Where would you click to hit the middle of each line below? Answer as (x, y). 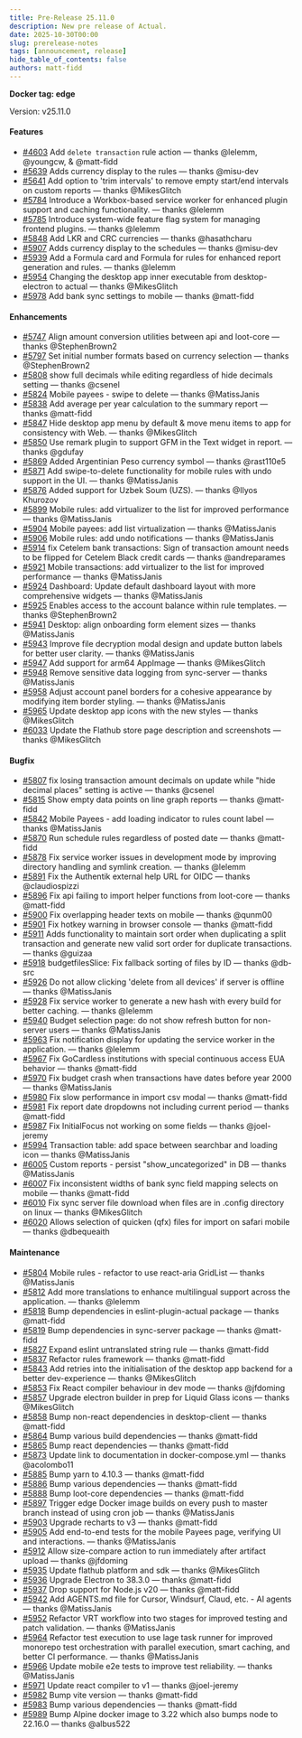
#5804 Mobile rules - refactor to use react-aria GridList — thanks (143, 1272)
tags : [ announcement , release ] (68, 51)
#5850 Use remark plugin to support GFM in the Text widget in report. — (157, 443)
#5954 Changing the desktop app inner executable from (127, 277)
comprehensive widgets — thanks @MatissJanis (112, 596)
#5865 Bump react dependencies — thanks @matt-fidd (125, 1445)
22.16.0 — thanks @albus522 (76, 1724)
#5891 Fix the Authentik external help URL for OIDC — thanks (136, 876)
